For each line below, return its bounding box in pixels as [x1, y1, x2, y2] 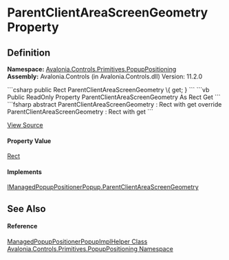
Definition [7, 47, 50, 58]
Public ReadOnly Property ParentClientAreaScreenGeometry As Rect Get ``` [7, 93, 221, 101]
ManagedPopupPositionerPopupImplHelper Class [7, 237, 148, 246]
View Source [7, 121, 43, 129]
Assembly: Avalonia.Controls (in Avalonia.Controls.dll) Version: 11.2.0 [7, 72, 203, 80]
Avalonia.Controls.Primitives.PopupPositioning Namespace [7, 245, 173, 252]
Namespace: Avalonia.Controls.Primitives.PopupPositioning [7, 65, 177, 73]
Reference [7, 222, 38, 230]
